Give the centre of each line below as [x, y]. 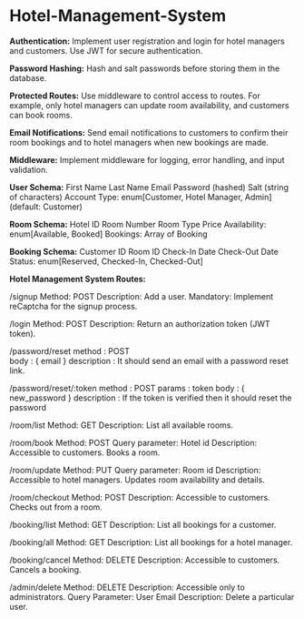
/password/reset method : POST [69, 350]
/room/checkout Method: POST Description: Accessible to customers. [140, 497]
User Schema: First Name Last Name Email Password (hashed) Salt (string [149, 187]
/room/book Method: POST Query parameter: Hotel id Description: [133, 442]
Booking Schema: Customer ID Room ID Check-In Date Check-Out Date [144, 251]
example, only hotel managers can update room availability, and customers [149, 105]
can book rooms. [41, 115]
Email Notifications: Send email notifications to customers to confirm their [149, 132]
